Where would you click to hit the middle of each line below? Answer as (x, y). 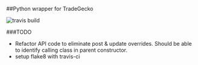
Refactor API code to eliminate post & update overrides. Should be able (103, 44)
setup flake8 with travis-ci (47, 56)
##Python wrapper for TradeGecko (50, 9)
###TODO (19, 32)
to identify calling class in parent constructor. (71, 50)
